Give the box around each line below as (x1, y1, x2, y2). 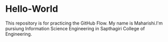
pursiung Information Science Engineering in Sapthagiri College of (5, 25, 145, 31)
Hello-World (5, 3, 58, 15)
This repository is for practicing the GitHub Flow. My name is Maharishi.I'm (5, 20, 163, 26)
